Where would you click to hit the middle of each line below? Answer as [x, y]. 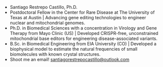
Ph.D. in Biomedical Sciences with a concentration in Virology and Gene [83, 28]
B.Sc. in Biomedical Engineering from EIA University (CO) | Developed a [83, 44]
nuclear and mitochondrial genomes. [47, 23]
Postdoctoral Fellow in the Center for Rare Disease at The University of [82, 12]
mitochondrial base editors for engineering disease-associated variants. [83, 38]
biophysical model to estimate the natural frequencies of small [74, 49]
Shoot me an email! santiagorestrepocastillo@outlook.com [70, 59]
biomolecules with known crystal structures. [55, 54]
